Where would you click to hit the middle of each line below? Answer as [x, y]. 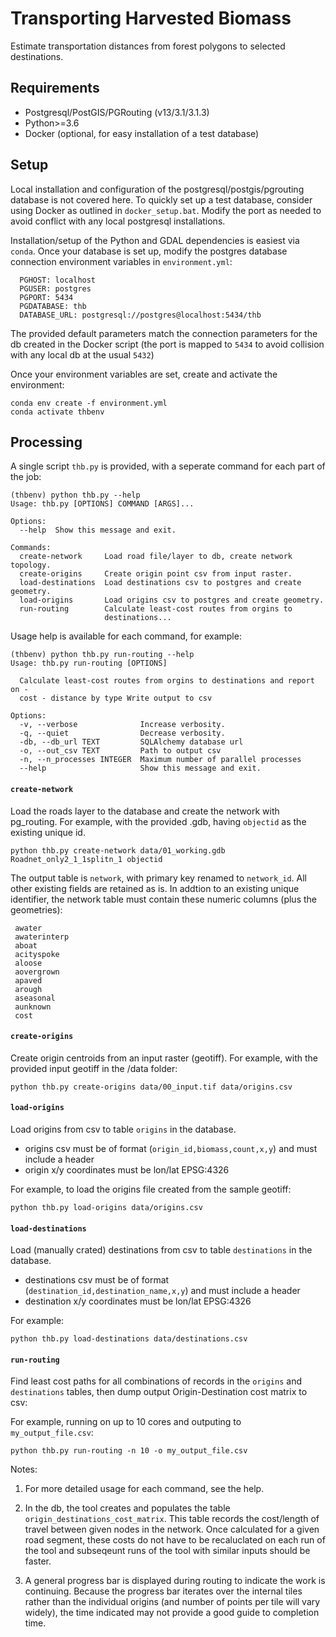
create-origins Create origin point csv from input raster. [156, 574]
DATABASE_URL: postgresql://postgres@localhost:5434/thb [140, 315]
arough [28, 989]
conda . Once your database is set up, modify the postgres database [149, 251]
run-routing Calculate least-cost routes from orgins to [156, 609]
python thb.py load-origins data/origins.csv [106, 1207]
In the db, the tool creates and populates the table [127, 1508]
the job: [26, 477]
